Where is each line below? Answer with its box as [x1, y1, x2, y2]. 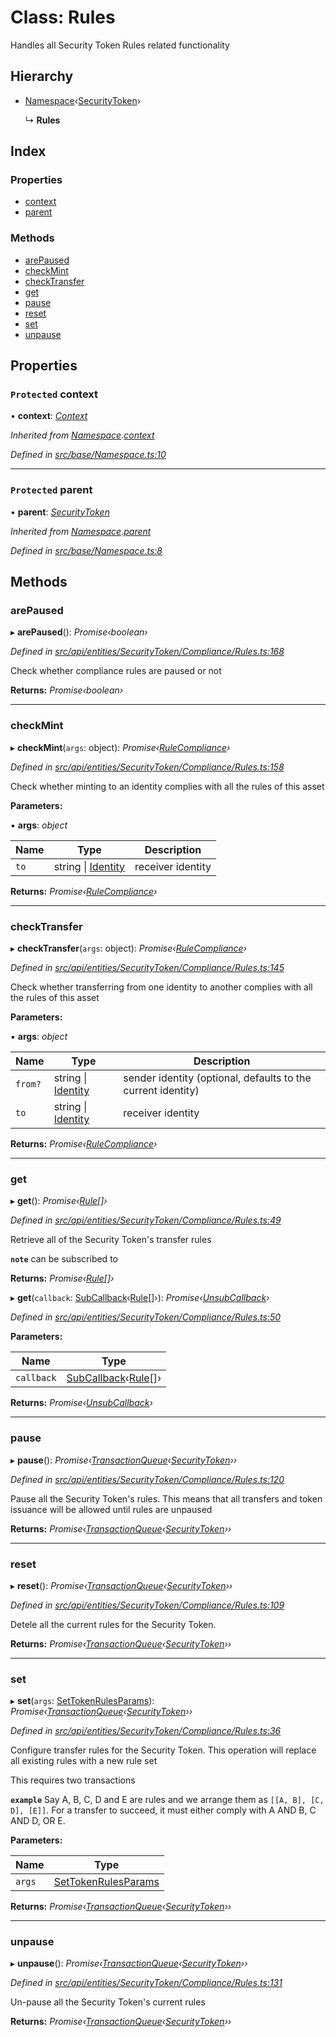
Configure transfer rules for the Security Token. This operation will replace [10, 1744, 317, 1756]
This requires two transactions [10, 1774, 136, 1786]
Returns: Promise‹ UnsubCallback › [10, 1397, 153, 1409]
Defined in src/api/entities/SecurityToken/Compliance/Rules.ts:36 [10, 1725, 282, 1737]
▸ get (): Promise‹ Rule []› [10, 1195, 108, 1207]
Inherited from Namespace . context [10, 429, 155, 441]
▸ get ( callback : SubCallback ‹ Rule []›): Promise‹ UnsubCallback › [10, 1292, 270, 1304]
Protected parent [10, 483, 93, 497]
